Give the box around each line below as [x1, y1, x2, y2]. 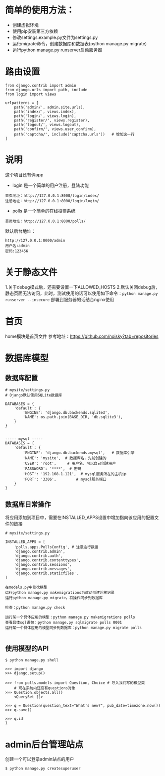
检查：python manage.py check [5, 605, 65, 610]
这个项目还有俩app [5, 171, 44, 177]
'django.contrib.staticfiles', [14, 571, 79, 576]
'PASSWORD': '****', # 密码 [23, 466, 82, 471]
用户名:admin [5, 243, 30, 248]
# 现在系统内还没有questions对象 [14, 686, 76, 691]
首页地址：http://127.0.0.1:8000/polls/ [5, 219, 86, 224]
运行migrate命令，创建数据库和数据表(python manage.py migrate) [12, 40, 147, 46]
